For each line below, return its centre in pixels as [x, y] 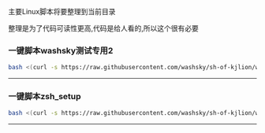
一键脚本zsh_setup [45, 97]
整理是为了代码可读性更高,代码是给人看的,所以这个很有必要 [104, 28]
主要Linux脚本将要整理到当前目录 [62, 11]
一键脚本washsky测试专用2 [61, 50]
